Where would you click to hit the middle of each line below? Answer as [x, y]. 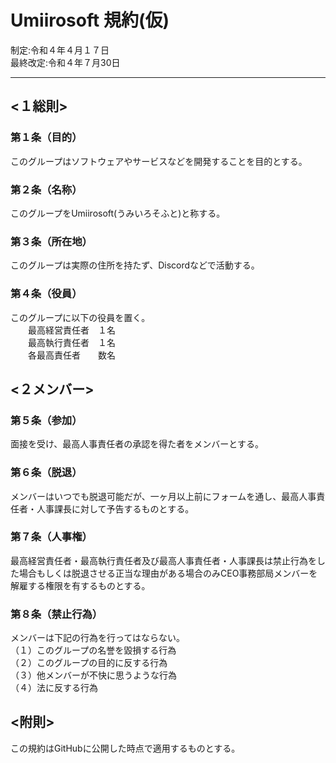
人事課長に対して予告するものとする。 [115, 508]
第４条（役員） [46, 294]
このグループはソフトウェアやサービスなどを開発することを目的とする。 [159, 161]
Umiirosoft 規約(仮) [90, 20]
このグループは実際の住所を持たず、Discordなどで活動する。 [135, 265]
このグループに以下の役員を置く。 [80, 317]
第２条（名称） [46, 189]
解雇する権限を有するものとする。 [80, 585]
